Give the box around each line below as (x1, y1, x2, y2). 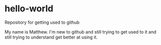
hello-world (4, 3, 54, 14)
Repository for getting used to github (4, 19, 80, 25)
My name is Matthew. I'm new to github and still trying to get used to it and (4, 29, 157, 35)
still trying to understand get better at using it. (4, 34, 98, 40)
